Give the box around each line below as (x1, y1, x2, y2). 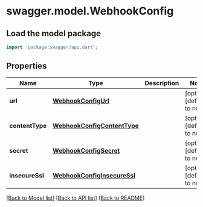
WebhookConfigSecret (52, 146, 120, 154)
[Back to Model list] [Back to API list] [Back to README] (6, 194, 145, 202)
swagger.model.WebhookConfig (6, 4, 174, 18)
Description (144, 78, 179, 87)
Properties (6, 61, 47, 71)
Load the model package (6, 28, 101, 39)
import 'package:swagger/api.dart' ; (6, 44, 98, 50)
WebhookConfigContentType (52, 121, 139, 130)
